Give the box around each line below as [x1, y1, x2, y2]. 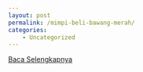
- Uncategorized [22, 33, 76, 41]
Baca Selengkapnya [8, 55, 73, 64]
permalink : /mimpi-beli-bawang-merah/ [8, 19, 135, 27]
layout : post [8, 11, 51, 20]
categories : [8, 26, 47, 34]
